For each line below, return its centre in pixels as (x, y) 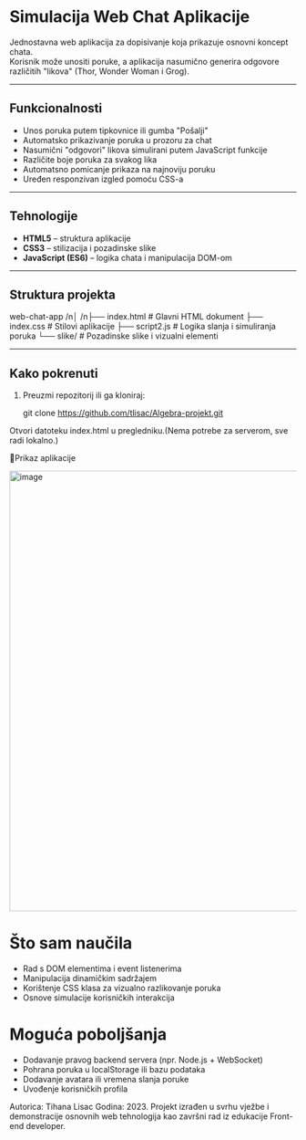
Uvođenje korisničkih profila (75, 1089)
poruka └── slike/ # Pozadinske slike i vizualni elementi (114, 336)
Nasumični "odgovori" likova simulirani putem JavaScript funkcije (145, 150)
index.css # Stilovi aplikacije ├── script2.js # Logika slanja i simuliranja (143, 327)
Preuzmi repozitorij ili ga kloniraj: (84, 395)
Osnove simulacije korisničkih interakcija (98, 998)
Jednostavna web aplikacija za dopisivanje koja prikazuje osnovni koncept (149, 42)
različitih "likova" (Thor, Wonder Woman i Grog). (99, 71)
